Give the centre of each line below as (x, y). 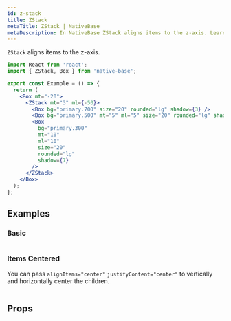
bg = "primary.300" (63, 129)
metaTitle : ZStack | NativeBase (53, 26)
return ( (26, 90)
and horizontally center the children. (58, 281)
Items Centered (34, 258)
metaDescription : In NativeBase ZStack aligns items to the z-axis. (107, 33)
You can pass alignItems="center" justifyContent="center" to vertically (110, 274)
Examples (29, 214)
